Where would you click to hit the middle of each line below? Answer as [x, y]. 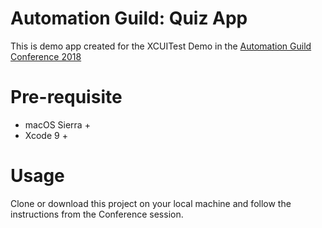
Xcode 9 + [46, 135]
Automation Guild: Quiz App [129, 18]
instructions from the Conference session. [97, 214]
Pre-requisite [66, 97]
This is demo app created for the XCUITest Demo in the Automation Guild [161, 46]
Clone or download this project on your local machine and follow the [151, 203]
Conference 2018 [46, 56]
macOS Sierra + [57, 124]
